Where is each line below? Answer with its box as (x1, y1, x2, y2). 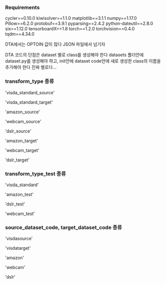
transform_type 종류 (5, 78, 55, 85)
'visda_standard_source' (5, 89, 55, 95)
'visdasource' (5, 235, 33, 242)
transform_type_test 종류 (5, 170, 66, 177)
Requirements (5, 4, 40, 11)
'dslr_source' (5, 128, 32, 134)
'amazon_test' (5, 191, 34, 197)
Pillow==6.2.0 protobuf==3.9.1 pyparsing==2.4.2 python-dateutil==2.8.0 (5, 20, 154, 26)
